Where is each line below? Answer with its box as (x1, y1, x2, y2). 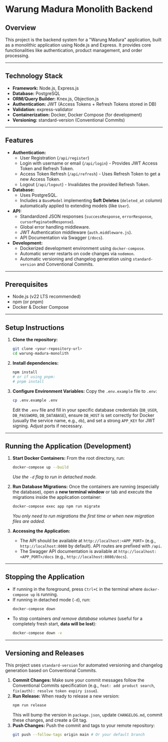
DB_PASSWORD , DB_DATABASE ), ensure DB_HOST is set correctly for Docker (12, 412, 155, 418)
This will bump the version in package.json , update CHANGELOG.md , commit (12, 712, 162, 718)
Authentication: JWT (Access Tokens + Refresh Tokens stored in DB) (12, 101, 156, 107)
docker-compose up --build (12, 465, 69, 470)
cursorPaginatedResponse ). (19, 219, 75, 225)
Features (5, 136, 33, 145)
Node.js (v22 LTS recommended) (12, 294, 81, 300)
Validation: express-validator (12, 106, 73, 112)
